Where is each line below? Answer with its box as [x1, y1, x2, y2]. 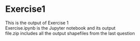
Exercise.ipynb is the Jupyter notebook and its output [5, 25, 116, 31]
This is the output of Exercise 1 [5, 20, 69, 26]
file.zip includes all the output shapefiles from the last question [5, 30, 135, 36]
